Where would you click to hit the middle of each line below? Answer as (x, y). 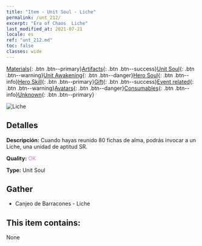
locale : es (20, 35)
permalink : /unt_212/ (34, 18)
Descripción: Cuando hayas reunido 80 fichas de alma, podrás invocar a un (101, 140)
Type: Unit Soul (26, 170)
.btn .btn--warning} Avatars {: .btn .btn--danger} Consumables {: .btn (90, 88)
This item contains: (43, 223)
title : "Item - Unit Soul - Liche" (51, 12)
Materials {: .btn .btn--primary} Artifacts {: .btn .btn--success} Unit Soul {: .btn (101, 69)
